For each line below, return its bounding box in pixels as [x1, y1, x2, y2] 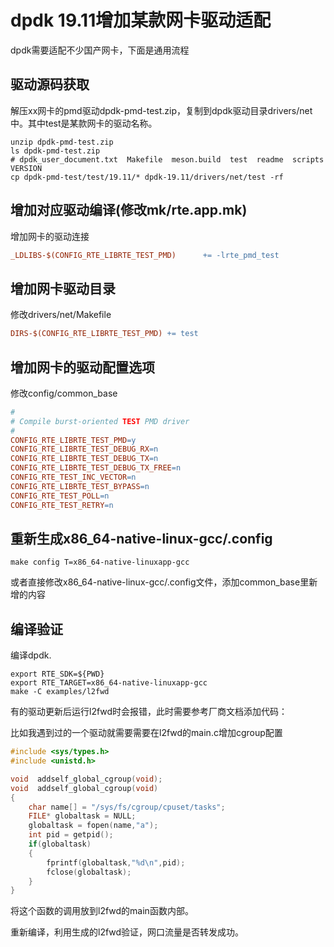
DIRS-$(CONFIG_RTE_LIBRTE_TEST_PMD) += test [10, 329, 199, 339]
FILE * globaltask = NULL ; [28, 811, 137, 821]
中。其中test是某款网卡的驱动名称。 [10, 117, 158, 129]
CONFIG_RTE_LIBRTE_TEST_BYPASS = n [10, 481, 150, 491]
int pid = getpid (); [28, 830, 114, 840]
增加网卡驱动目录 [10, 280, 116, 297]
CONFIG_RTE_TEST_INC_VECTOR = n [10, 472, 137, 483]
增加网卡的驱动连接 [10, 230, 90, 242]
